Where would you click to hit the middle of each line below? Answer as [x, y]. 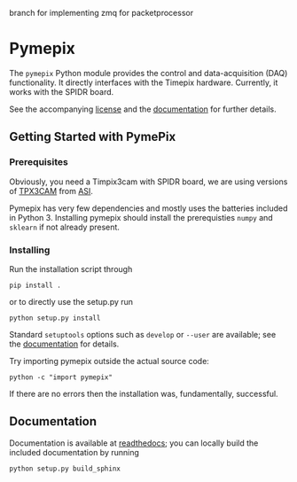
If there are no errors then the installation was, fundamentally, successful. [144, 393]
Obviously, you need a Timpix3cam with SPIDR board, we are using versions [148, 182]
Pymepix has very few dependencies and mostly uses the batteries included [148, 208]
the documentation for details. [64, 344]
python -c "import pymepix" [61, 377]
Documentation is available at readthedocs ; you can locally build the [134, 443]
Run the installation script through [71, 268]
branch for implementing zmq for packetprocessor [101, 13]
